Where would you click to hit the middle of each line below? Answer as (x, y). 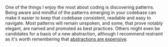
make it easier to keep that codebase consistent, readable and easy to (78, 18)
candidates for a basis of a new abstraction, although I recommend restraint (84, 34)
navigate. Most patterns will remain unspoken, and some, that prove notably (84, 23)
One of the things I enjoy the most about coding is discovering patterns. (80, 7)
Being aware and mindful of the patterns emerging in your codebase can (81, 12)
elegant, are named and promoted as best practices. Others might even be (83, 28)
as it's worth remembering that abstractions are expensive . (66, 39)
